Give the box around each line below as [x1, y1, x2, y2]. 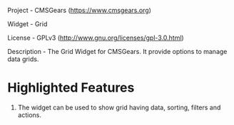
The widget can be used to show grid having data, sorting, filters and [17, 103, 221, 112]
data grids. [7, 55, 39, 63]
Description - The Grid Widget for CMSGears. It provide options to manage [7, 48, 228, 55]
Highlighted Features [7, 80, 135, 96]
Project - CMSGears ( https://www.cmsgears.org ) [7, 6, 152, 14]
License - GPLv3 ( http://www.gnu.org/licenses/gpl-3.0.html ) [7, 33, 184, 42]
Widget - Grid [7, 20, 48, 28]
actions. [17, 110, 41, 119]
